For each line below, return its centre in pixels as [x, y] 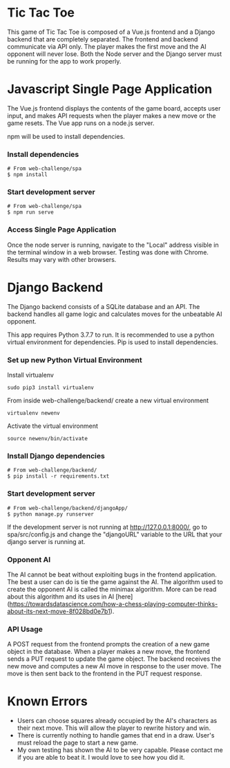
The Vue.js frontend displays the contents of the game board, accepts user [114, 108]
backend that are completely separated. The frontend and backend [103, 39]
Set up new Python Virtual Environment [75, 359]
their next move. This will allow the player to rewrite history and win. [114, 728]
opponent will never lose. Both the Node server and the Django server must [115, 54]
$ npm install [28, 175]
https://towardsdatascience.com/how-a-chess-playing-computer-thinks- [114, 603]
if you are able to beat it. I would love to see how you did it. [101, 758]
